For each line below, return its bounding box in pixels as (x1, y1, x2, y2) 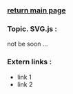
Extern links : (7, 57, 52, 67)
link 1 (17, 73, 32, 81)
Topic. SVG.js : (7, 23, 57, 33)
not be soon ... (7, 40, 48, 48)
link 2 (17, 80, 33, 88)
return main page (7, 6, 66, 15)
